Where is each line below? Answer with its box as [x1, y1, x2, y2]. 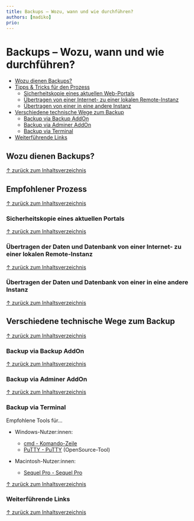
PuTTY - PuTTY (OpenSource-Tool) [23, 446, 111, 453]
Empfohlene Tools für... [6, 417, 63, 424]
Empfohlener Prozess [6, 184, 88, 194]
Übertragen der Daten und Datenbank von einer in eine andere [6, 278, 189, 287]
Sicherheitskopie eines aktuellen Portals [6, 214, 125, 223]
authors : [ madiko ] [6, 14, 51, 20]
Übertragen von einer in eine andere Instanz [23, 102, 131, 110]
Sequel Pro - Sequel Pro [23, 469, 83, 476]
